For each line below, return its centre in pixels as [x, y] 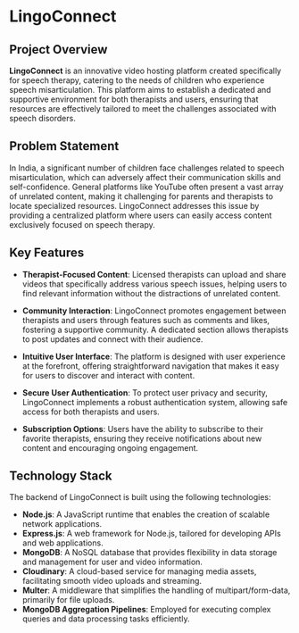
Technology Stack [61, 476]
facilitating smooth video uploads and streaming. [112, 581]
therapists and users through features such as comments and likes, [146, 320]
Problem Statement [64, 146]
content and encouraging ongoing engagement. [110, 447]
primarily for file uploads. [68, 600]
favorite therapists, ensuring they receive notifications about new [142, 438]
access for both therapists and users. [91, 412]
